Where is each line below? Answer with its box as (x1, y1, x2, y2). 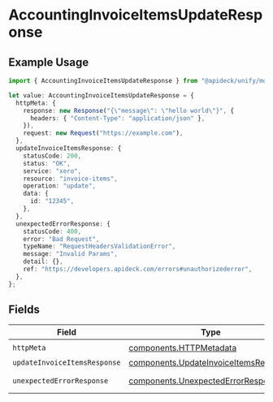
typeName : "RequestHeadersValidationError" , (23, 242, 176, 251)
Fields (8, 303, 41, 317)
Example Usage (8, 55, 89, 69)
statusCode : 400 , (23, 227, 82, 236)
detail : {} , (23, 257, 63, 266)
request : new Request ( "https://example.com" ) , (23, 129, 184, 137)
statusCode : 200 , (23, 152, 82, 160)
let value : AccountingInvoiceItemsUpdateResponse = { (8, 91, 195, 99)
